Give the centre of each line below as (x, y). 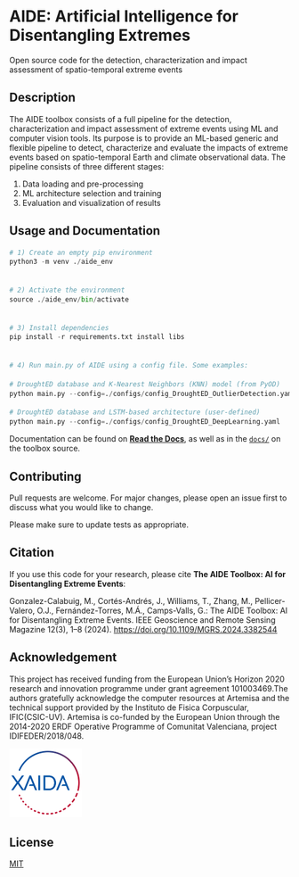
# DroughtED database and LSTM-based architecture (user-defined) (135, 412)
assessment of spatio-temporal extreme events (96, 70)
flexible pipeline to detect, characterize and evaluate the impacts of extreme (149, 147)
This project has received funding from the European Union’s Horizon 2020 (147, 679)
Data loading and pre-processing (83, 184)
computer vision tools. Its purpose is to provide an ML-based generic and (144, 138)
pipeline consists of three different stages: (87, 166)
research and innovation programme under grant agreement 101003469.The (149, 688)
